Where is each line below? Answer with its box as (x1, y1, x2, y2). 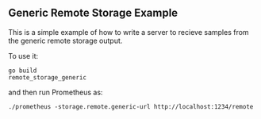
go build (8, 67, 37, 75)
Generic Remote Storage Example (8, 6, 178, 20)
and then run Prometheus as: (8, 87, 103, 97)
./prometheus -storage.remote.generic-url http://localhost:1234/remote (8, 102, 254, 110)
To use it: (8, 51, 39, 60)
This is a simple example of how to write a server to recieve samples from (8, 27, 249, 36)
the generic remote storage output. (8, 36, 123, 45)
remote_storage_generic (8, 73, 87, 82)
